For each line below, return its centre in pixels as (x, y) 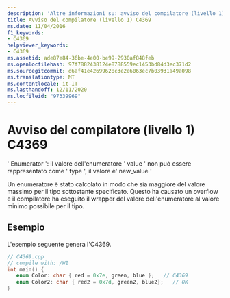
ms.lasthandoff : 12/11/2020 (47, 90)
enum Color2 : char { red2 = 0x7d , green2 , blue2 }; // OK (102, 282)
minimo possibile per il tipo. (46, 206)
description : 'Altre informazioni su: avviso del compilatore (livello (111, 13)
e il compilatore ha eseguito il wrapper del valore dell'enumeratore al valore (113, 199)
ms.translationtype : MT (41, 77)
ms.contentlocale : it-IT (42, 84)
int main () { (26, 269)
